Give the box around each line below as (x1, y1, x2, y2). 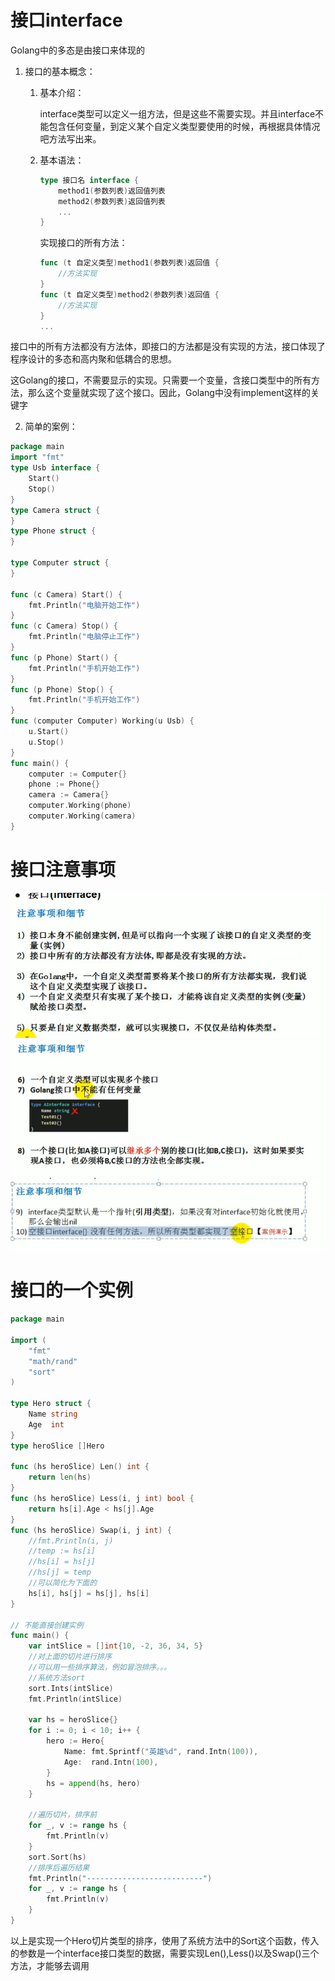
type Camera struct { (10, 505, 101, 515)
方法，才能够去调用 (10, 1959, 90, 1971)
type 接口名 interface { (39, 175, 140, 185)
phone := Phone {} (28, 779, 101, 790)
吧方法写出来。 (39, 132, 102, 145)
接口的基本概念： (24, 65, 96, 77)
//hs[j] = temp (28, 1567, 92, 1578)
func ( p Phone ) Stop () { (10, 684, 114, 695)
